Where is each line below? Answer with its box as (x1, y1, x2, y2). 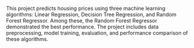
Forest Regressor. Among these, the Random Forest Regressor (6, 17, 158, 24)
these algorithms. (6, 36, 49, 42)
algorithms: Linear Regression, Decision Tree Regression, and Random (6, 11, 177, 18)
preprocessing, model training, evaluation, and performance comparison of (6, 29, 188, 36)
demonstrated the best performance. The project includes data (6, 23, 159, 30)
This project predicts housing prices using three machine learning (6, 5, 166, 12)
